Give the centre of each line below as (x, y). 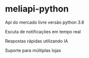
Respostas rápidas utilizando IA (36, 41)
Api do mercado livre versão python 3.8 (44, 22)
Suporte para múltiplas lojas (33, 50)
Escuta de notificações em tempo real (43, 31)
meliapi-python (37, 9)
